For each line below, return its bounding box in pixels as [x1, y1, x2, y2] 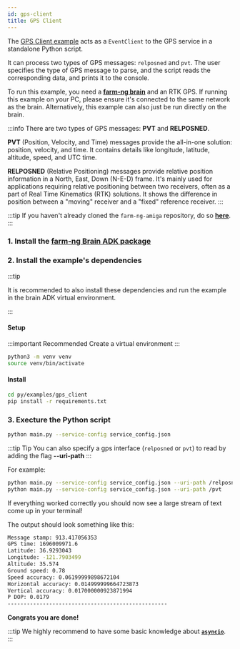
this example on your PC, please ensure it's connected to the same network [7, 94, 231, 104]
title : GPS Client [7, 17, 62, 24]
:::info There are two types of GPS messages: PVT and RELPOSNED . [7, 124, 210, 132]
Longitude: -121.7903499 [7, 554, 81, 561]
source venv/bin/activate [7, 360, 84, 367]
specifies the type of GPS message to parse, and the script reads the [7, 66, 211, 74]
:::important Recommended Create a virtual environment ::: [7, 339, 181, 347]
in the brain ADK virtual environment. [7, 293, 116, 302]
